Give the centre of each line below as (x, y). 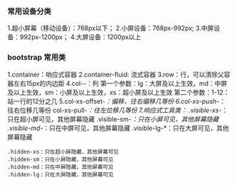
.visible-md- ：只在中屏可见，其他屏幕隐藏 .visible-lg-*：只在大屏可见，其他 (118, 128)
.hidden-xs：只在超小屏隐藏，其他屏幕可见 (63, 151)
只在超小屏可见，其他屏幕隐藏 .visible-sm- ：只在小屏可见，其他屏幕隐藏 (113, 119)
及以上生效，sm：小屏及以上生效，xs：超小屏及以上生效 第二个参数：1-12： (118, 92)
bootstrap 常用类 (37, 57)
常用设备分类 (30, 11)
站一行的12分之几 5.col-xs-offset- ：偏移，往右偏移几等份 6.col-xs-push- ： (117, 101)
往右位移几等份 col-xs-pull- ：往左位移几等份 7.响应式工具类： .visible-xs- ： (118, 110)
